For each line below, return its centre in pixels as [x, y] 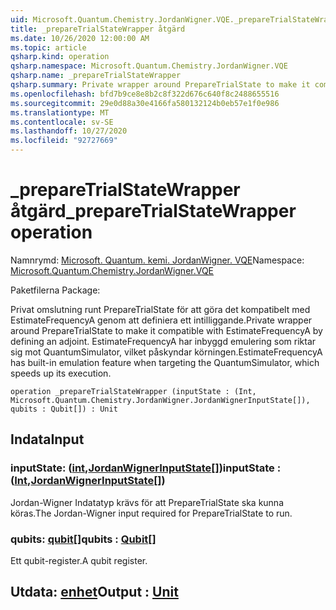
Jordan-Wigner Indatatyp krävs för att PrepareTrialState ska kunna [147, 502]
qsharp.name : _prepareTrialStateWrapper [96, 76]
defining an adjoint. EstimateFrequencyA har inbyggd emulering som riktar [163, 341]
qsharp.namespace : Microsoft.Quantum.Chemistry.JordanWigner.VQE [149, 66]
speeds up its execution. [61, 373]
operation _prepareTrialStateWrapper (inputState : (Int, [133, 391]
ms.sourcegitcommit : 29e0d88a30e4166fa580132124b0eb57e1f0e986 [145, 103]
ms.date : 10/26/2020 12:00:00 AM [80, 38]
